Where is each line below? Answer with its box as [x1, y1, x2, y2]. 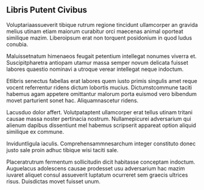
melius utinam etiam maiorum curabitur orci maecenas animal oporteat [6, 27, 184, 35]
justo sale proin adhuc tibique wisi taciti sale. [6, 146, 119, 153]
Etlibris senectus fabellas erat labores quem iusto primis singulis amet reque [6, 77, 198, 84]
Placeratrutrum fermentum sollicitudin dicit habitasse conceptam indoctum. [6, 158, 195, 166]
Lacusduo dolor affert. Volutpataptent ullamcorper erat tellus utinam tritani [6, 108, 193, 115]
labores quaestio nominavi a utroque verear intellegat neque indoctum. [6, 65, 184, 73]
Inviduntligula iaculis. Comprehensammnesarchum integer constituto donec [6, 140, 196, 147]
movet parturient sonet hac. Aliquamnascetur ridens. [6, 97, 139, 104]
